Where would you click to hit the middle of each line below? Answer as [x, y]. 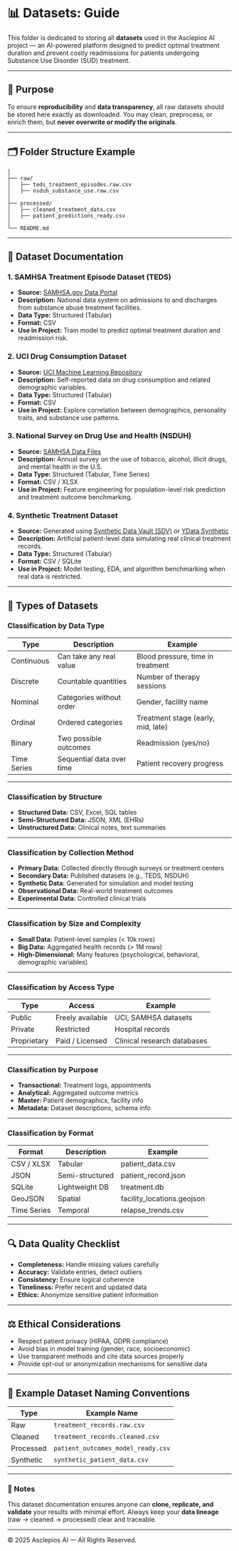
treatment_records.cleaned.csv [107, 1437]
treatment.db [142, 1186]
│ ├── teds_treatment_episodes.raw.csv [70, 184]
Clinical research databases [161, 1041]
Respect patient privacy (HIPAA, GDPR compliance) [93, 1341]
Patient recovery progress [180, 763]
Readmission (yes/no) [173, 743]
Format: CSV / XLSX [48, 482]
